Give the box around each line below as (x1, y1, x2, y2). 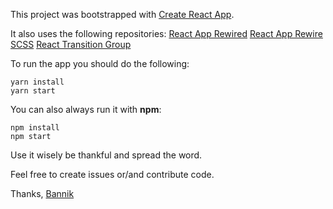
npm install (10, 123, 60, 133)
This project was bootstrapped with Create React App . (10, 9, 235, 20)
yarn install (10, 77, 65, 87)
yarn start (10, 86, 56, 96)
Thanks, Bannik (10, 188, 75, 199)
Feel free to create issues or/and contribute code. (10, 169, 215, 180)
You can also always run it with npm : (10, 104, 162, 115)
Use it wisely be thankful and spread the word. (10, 149, 203, 161)
